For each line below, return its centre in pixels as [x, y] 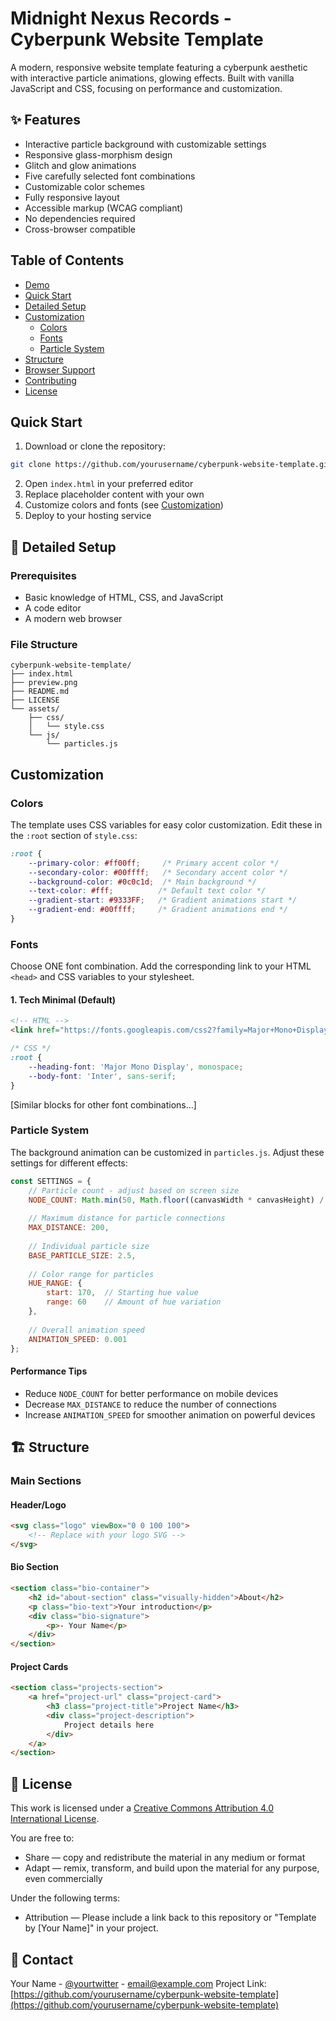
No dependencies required [80, 218]
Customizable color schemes [84, 186]
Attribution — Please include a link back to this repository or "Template [170, 1918]
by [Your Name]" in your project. [91, 1928]
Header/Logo [38, 1504]
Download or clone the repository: [95, 446]
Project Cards [39, 1666]
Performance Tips [49, 1371]
